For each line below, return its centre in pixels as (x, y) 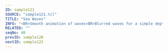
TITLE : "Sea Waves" (25, 19)
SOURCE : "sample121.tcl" (31, 14)
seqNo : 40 (15, 33)
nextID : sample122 (24, 42)
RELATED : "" (17, 28)
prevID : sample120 (24, 38)
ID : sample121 (20, 10)
